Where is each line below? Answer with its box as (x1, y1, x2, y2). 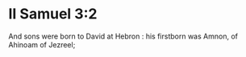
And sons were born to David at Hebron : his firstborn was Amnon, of (8, 31, 238, 41)
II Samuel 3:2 (8, 5, 98, 23)
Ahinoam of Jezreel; (8, 39, 76, 49)
